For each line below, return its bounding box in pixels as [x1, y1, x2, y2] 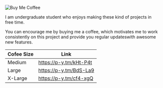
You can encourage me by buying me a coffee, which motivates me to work [5, 29, 158, 34]
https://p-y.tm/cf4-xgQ [38, 75, 93, 82]
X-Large [7, 75, 27, 82]
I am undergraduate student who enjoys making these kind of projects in [5, 14, 152, 20]
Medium [7, 59, 27, 66]
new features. [5, 39, 33, 45]
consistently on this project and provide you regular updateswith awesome [5, 34, 156, 40]
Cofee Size [7, 51, 34, 57]
